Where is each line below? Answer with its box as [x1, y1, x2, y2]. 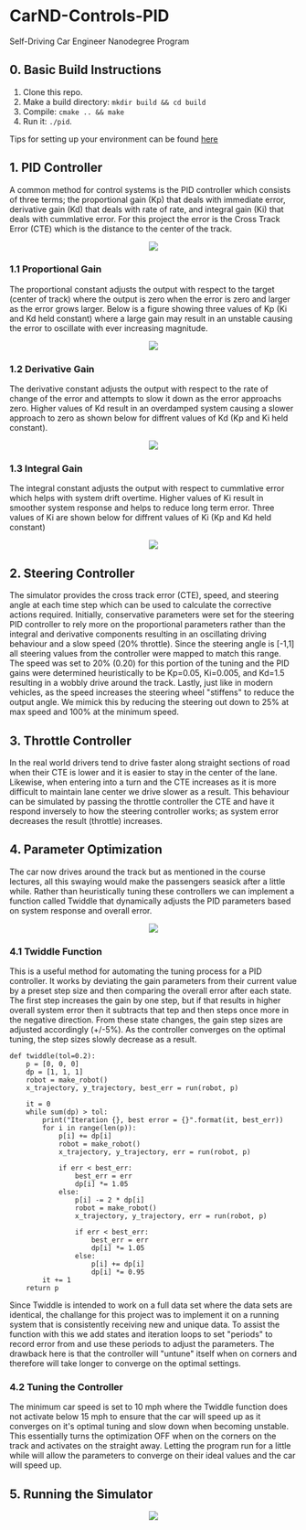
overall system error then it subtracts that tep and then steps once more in [9, 1005, 290, 1016]
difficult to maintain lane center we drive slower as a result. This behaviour [9, 786, 290, 797]
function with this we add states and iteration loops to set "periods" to [9, 1329, 273, 1340]
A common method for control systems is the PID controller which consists [9, 184, 290, 195]
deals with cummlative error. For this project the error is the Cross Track [9, 213, 280, 224]
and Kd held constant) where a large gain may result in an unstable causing [9, 313, 293, 324]
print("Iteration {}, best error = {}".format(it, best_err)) [42, 1116, 284, 1125]
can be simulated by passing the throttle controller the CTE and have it [9, 797, 275, 808]
